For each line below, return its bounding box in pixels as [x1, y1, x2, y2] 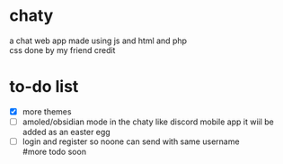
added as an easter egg [22, 127, 111, 137]
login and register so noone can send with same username [22, 136, 240, 147]
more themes [22, 105, 72, 117]
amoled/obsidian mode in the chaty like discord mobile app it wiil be [22, 116, 274, 127]
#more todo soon [22, 146, 87, 158]
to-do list [9, 77, 79, 97]
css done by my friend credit [9, 44, 116, 55]
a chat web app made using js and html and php [9, 35, 187, 46]
